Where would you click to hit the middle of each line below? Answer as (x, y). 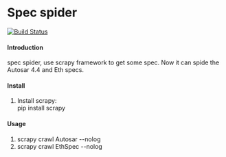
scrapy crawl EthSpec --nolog (60, 146)
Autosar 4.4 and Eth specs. (46, 70)
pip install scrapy (41, 108)
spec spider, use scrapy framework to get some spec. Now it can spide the (113, 62)
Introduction (25, 47)
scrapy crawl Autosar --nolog (59, 139)
